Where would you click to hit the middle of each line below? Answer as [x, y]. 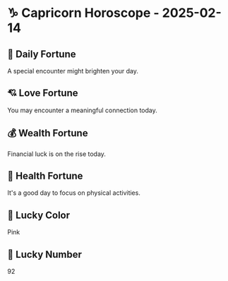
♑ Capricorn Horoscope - [84, 13]
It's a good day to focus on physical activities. [74, 193]
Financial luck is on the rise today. [56, 154]
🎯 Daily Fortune [42, 54]
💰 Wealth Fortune [48, 133]
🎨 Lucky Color [39, 215]
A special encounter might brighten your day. [73, 71]
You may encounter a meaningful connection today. [82, 110]
